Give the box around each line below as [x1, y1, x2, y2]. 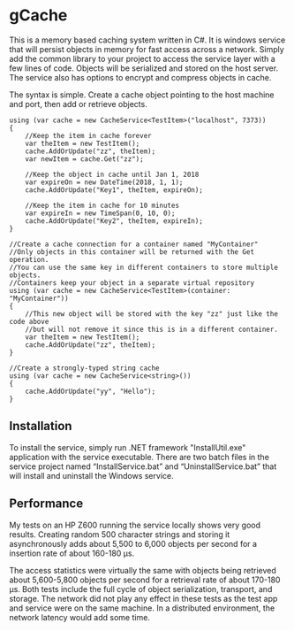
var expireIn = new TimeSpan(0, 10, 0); [25, 209, 176, 218]
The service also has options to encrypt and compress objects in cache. [9, 72, 272, 82]
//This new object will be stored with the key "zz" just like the [25, 309, 278, 319]
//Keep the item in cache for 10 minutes [25, 201, 179, 210]
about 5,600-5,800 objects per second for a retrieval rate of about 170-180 [9, 574, 281, 585]
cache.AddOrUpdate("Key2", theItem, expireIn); [25, 216, 203, 226]
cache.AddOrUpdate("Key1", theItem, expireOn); [25, 185, 203, 195]
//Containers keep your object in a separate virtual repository [9, 278, 254, 288]
